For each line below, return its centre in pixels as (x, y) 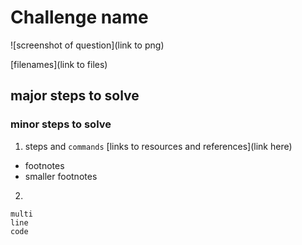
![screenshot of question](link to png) (87, 45)
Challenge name (79, 17)
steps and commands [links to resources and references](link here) (158, 146)
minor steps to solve (61, 124)
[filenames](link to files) (59, 64)
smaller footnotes (61, 176)
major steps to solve (75, 96)
